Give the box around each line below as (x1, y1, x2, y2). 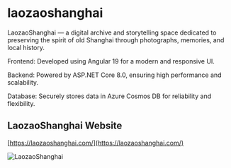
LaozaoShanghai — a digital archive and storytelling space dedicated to (7, 28, 217, 37)
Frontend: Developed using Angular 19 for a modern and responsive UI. (7, 56, 215, 65)
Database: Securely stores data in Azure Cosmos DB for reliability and (7, 92, 212, 100)
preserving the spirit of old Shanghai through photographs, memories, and (7, 35, 225, 44)
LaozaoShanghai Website (7, 120, 123, 132)
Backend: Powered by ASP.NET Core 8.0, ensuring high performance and (7, 71, 222, 79)
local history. (7, 43, 45, 52)
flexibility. (7, 99, 35, 107)
